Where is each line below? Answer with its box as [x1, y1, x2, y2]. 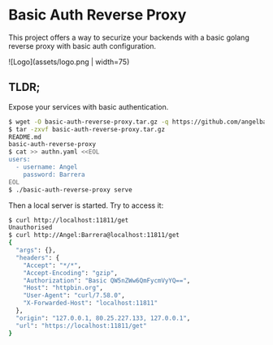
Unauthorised [8, 223, 53, 232]
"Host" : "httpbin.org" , [23, 284, 104, 292]
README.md [8, 132, 42, 141]
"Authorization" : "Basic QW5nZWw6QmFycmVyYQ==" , [23, 276, 191, 285]
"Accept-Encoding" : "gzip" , [23, 269, 118, 277]
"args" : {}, [15, 246, 57, 254]
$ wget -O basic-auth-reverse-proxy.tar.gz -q [8, 118, 169, 126]
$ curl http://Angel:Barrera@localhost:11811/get [8, 231, 180, 239]
